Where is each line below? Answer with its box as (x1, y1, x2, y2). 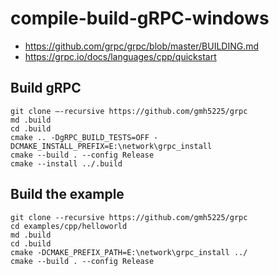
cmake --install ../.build (10, 158, 123, 169)
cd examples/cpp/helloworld (10, 221, 128, 231)
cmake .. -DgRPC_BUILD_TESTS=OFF (10, 132, 150, 142)
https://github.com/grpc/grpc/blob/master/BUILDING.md (24, 40, 260, 52)
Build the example (10, 186, 125, 203)
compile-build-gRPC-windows (10, 7, 270, 30)
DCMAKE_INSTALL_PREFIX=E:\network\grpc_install (10, 141, 213, 151)
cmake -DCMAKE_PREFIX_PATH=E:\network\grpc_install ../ (10, 247, 248, 257)
